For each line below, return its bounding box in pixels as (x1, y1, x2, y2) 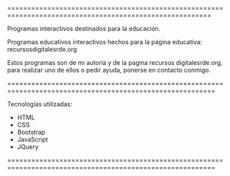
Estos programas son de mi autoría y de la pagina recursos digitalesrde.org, (7, 59, 223, 66)
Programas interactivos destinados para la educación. (7, 25, 161, 32)
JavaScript (17, 135, 48, 144)
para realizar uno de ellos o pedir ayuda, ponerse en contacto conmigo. (7, 66, 211, 74)
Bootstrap (17, 128, 46, 136)
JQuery (17, 143, 39, 150)
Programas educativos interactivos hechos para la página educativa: (7, 38, 202, 46)
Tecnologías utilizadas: (7, 100, 73, 108)
